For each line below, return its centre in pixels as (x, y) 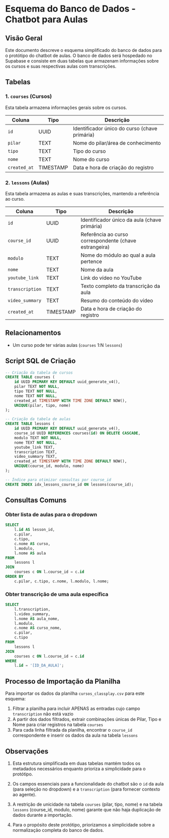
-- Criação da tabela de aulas (38, 419)
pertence (91, 261)
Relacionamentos (33, 333)
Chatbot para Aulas (47, 19)
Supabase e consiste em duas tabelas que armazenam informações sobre (82, 61)
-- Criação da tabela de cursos (39, 373)
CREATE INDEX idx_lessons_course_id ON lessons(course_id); (70, 485)
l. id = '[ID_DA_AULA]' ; (39, 666)
